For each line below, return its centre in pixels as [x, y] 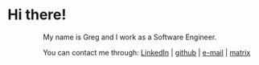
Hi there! [37, 15]
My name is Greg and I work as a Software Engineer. [130, 37]
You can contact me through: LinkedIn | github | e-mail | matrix [147, 52]
